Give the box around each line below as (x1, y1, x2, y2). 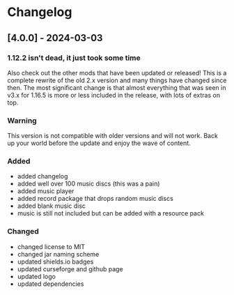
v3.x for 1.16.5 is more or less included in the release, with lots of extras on (7, 91, 221, 99)
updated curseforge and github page (17, 264, 123, 273)
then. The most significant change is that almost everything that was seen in (7, 83, 226, 91)
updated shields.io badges (17, 257, 94, 266)
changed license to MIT (17, 242, 86, 251)
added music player (17, 187, 75, 195)
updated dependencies (17, 280, 84, 288)
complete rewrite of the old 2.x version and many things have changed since (7, 76, 227, 84)
